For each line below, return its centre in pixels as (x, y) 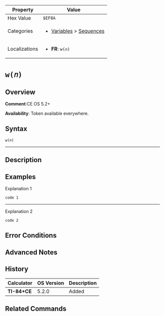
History (17, 269)
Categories (20, 31)
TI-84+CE (20, 291)
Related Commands (36, 309)
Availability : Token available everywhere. (47, 113)
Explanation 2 (19, 211)
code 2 (12, 221)
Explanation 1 (18, 189)
